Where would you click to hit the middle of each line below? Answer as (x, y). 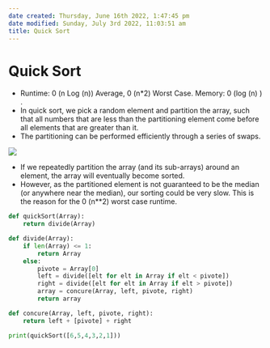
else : (32, 261)
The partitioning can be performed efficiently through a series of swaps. (140, 136)
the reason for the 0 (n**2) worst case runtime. (99, 202)
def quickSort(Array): (46, 216)
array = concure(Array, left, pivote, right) (116, 291)
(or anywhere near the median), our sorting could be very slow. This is (137, 193)
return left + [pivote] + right (77, 320)
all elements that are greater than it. (79, 128)
